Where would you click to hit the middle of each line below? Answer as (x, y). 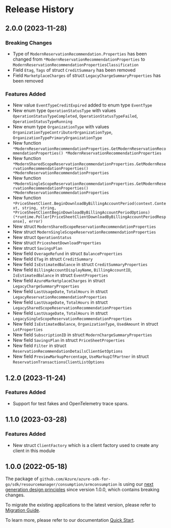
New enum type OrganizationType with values (61, 127)
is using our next (136, 484)
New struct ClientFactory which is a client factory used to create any (86, 445)
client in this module (34, 451)
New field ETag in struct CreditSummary (53, 259)
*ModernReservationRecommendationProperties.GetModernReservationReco (89, 149)
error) (36, 222)
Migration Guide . (23, 510)
